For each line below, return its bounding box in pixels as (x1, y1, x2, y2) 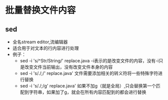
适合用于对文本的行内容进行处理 (12, 45, 79, 51)
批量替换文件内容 (5, 5, 76, 16)
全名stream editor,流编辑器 (12, 39, 68, 45)
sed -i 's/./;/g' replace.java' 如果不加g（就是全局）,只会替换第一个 (20, 83, 156, 88)
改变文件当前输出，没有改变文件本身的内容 (24, 64, 113, 70)
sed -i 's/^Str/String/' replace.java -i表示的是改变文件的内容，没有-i (20, 58, 159, 63)
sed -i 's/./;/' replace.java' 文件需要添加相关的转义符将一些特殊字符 (20, 70, 158, 76)
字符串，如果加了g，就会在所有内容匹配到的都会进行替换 (29, 89, 147, 95)
